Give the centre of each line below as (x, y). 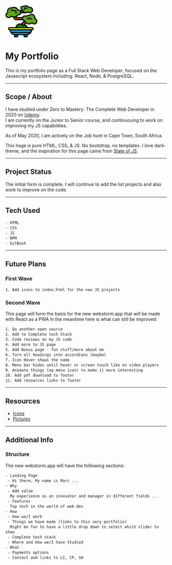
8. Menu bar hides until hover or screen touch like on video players (82, 365)
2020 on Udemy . (23, 114)
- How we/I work (25, 517)
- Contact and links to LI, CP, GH (45, 558)
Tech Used (23, 210)
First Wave (19, 278)
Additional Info (29, 440)
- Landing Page (21, 476)
